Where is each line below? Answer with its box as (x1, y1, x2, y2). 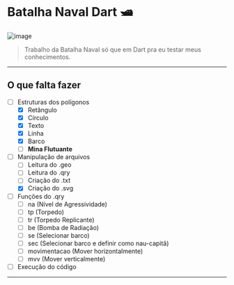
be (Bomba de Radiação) (27, 223, 100, 231)
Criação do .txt (27, 177, 71, 185)
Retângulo (27, 106, 57, 114)
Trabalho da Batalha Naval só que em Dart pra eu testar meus (24, 45, 202, 54)
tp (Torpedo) (27, 208, 65, 216)
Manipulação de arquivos (17, 153, 91, 161)
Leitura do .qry (27, 168, 70, 177)
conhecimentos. (24, 52, 71, 61)
